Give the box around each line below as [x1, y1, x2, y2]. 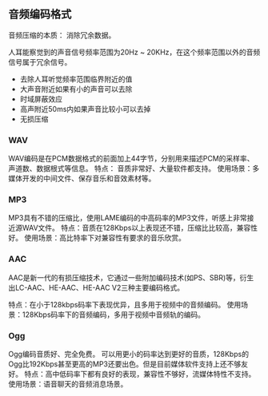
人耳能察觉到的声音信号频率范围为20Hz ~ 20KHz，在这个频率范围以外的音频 [8, 47, 261, 57]
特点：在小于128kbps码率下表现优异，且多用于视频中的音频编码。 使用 [8, 299, 242, 309]
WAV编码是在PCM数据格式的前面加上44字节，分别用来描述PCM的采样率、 [8, 154, 254, 164]
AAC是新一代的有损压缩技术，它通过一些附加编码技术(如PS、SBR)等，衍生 [8, 272, 254, 282]
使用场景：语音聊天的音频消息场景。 [8, 379, 128, 389]
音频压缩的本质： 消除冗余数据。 [8, 30, 116, 40]
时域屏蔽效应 [19, 94, 62, 104]
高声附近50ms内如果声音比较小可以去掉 [19, 104, 151, 113]
